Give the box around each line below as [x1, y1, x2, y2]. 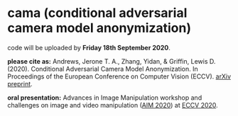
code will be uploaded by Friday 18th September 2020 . [7, 43, 171, 52]
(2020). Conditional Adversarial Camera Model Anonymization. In [7, 64, 199, 73]
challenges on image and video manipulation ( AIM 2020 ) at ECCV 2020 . [7, 100, 218, 109]
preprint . [7, 79, 33, 88]
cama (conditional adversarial [7, 5, 188, 21]
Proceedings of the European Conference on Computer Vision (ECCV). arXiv [7, 72, 232, 81]
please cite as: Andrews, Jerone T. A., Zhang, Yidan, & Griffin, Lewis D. [7, 57, 216, 65]
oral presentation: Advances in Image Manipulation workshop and [7, 93, 202, 102]
